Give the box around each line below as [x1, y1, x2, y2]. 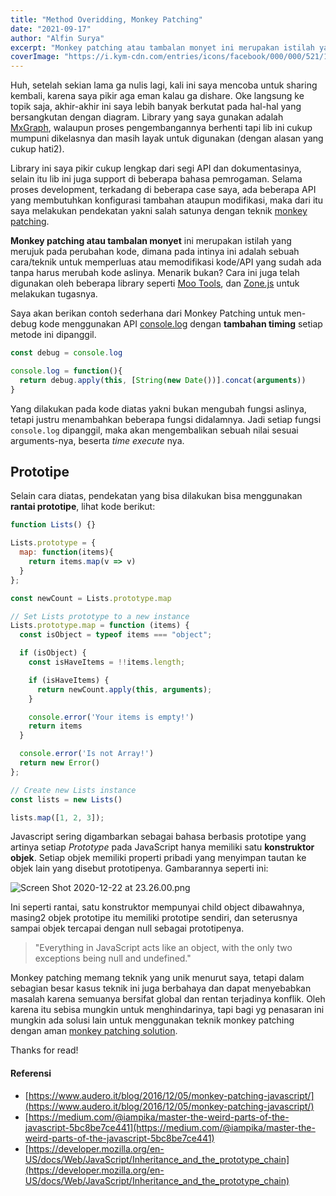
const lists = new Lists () [10, 794, 123, 805]
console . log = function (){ [10, 366, 123, 376]
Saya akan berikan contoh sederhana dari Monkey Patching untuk [10, 307, 282, 320]
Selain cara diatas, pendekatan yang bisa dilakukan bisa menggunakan [10, 490, 303, 502]
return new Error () [19, 758, 101, 768]
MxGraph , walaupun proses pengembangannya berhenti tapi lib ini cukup [10, 122, 313, 134]
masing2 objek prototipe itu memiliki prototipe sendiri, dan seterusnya [10, 912, 298, 924]
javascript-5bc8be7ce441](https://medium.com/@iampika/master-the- [24, 1121, 316, 1133]
